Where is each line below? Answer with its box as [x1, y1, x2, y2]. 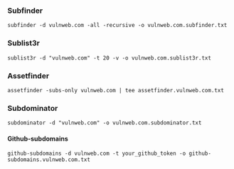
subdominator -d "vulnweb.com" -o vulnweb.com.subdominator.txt [7, 119, 202, 126]
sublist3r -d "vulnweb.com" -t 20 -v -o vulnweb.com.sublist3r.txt [7, 54, 212, 62]
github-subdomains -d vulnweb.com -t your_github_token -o [7, 150, 186, 158]
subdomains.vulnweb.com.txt [7, 156, 91, 163]
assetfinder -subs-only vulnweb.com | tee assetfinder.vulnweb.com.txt [7, 87, 224, 94]
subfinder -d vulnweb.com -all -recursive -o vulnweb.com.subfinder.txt [7, 22, 228, 29]
